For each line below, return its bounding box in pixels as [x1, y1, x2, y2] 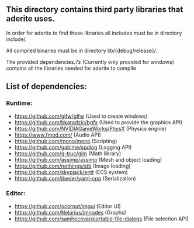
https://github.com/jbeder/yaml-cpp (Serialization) [14, 175, 136, 182]
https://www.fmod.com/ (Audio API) [14, 131, 101, 138]
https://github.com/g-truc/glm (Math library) [14, 149, 122, 157]
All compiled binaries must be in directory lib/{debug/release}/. [6, 47, 158, 54]
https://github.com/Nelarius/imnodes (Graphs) [14, 209, 127, 216]
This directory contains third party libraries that [6, 5, 183, 15]
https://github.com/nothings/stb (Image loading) [14, 162, 131, 169]
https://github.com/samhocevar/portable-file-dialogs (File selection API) [14, 215, 189, 222]
